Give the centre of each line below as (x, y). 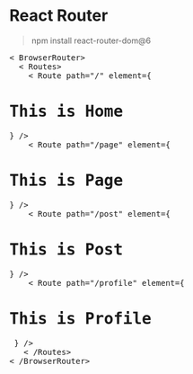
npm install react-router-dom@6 (91, 40)
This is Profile (80, 318)
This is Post (66, 249)
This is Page (66, 181)
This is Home (66, 111)
